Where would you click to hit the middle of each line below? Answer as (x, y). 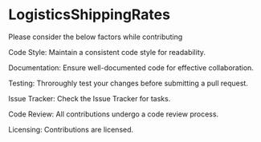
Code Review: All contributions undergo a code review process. (114, 114)
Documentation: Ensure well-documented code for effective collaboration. (131, 67)
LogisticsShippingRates (90, 15)
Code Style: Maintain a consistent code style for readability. (107, 52)
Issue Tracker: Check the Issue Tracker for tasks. (90, 98)
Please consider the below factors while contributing (96, 37)
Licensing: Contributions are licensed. (71, 129)
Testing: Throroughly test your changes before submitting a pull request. (128, 83)
